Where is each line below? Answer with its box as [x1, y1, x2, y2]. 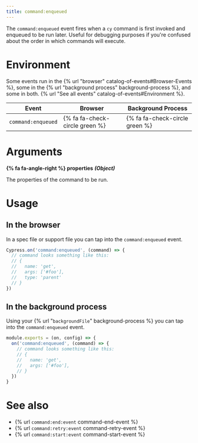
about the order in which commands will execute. [6, 37, 126, 44]
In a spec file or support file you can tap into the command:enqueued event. [6, 235, 183, 242]
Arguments [6, 145, 63, 158]
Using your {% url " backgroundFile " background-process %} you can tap [6, 317, 184, 324]
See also [6, 399, 49, 412]
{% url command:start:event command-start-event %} [14, 431, 146, 438]
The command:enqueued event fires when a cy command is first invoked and [6, 25, 186, 32]
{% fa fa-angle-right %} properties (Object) [6, 165, 115, 172]
